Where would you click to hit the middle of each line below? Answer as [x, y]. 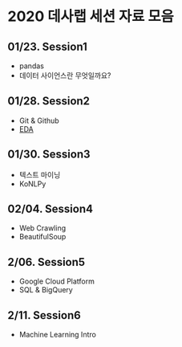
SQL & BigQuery [46, 290]
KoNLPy [32, 184]
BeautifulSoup [42, 237]
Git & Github [39, 120]
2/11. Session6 [44, 315]
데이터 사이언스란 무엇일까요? [65, 76]
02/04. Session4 [51, 209]
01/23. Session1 [47, 46]
